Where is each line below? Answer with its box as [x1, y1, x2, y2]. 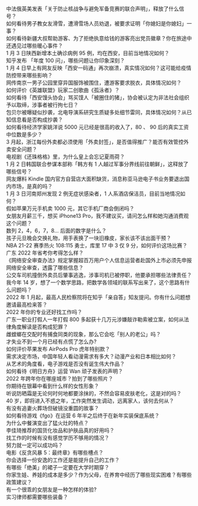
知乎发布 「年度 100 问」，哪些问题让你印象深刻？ [6, 57, 126, 64]
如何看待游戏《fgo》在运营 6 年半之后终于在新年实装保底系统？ [6, 412, 160, 419]
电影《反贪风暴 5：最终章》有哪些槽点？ [6, 449, 104, 456]
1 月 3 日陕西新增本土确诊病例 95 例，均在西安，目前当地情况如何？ [6, 50, 170, 56]
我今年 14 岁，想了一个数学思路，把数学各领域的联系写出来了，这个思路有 [6, 279, 185, 286]
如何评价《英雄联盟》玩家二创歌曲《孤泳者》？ [6, 86, 120, 94]
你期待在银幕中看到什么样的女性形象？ [6, 382, 99, 389]
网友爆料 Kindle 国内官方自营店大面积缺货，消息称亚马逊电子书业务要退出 [6, 175, 184, 182]
